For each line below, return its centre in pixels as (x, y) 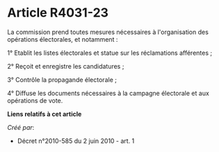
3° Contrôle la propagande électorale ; (62, 79)
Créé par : (21, 127)
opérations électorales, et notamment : (63, 39)
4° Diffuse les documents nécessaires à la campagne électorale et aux (108, 93)
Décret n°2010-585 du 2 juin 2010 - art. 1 (76, 141)
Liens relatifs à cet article (44, 114)
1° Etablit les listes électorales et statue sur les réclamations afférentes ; (110, 53)
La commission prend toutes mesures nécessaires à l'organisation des (108, 32)
